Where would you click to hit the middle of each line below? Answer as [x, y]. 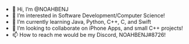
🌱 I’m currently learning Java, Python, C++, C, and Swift [82, 22]
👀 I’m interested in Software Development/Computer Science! [88, 15]
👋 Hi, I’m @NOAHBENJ [40, 9]
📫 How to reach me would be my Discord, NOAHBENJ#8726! [89, 35]
